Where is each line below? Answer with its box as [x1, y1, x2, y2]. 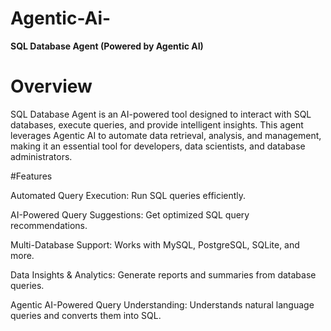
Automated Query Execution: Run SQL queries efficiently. [10, 189, 247, 201]
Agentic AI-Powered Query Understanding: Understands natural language [10, 298, 315, 311]
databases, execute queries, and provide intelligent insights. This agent [10, 118, 304, 131]
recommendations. [10, 219, 88, 231]
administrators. [10, 150, 73, 162]
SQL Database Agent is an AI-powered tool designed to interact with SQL [10, 108, 312, 120]
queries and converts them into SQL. [10, 309, 162, 321]
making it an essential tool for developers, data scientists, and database [10, 140, 306, 152]
